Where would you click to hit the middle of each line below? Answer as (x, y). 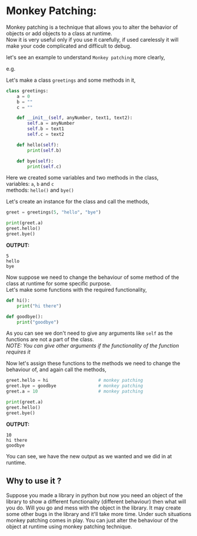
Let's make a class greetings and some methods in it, (71, 80)
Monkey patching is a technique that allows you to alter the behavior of (92, 27)
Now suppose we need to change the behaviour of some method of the (93, 277)
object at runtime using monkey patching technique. (69, 526)
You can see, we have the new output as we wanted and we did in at (89, 456)
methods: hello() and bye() (40, 190)
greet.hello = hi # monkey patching (75, 381)
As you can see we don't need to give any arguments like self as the (89, 333)
